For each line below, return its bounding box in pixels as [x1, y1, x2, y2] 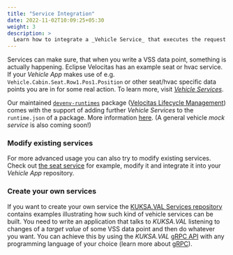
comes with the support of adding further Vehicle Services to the [7, 106, 194, 115]
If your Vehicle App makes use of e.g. [7, 71, 115, 79]
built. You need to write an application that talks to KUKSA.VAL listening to [7, 217, 220, 226]
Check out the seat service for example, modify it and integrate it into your [7, 161, 221, 170]
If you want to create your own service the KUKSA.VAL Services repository [7, 202, 223, 210]
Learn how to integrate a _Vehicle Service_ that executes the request [13, 36, 227, 43]
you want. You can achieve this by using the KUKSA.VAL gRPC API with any [7, 232, 225, 240]
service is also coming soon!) [7, 121, 92, 129]
